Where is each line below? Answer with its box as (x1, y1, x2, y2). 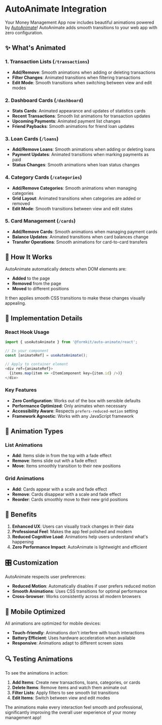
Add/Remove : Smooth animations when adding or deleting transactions (12, 69, 156, 75)
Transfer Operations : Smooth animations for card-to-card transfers (12, 239, 148, 245)
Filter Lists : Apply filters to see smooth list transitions (12, 690, 119, 695)
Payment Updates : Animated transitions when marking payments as (12, 152, 149, 158)
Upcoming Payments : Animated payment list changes (12, 118, 121, 124)
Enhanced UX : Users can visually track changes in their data (12, 523, 134, 529)
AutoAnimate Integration (5, 3, 107, 15)
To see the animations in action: (5, 670, 69, 676)
